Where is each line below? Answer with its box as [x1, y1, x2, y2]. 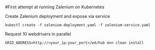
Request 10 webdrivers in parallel [5, 31, 71, 37]
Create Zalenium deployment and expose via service [5, 13, 110, 19]
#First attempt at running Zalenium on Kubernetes [5, 4, 105, 10]
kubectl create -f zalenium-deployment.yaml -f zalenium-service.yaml [5, 23, 151, 27]
